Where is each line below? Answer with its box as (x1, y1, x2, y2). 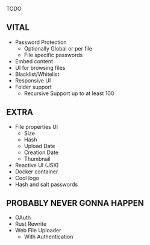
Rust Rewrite (14, 220, 47, 228)
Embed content (14, 57, 53, 65)
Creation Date (23, 149, 59, 156)
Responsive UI (14, 76, 51, 84)
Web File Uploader (14, 227, 61, 234)
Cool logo (14, 174, 39, 181)
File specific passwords (23, 51, 83, 58)
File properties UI (14, 123, 58, 130)
